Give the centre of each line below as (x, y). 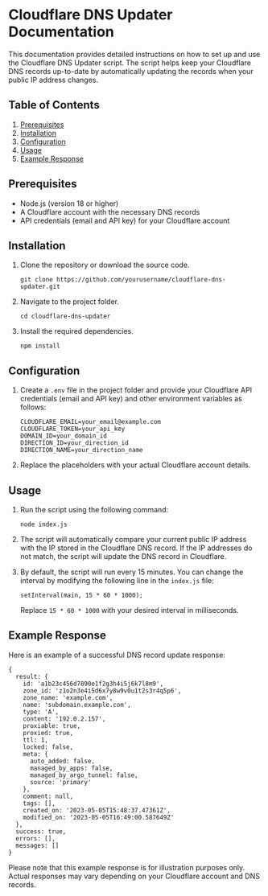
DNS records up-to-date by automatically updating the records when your (131, 71)
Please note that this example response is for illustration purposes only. (127, 867)
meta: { (35, 754)
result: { (32, 676)
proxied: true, (48, 733)
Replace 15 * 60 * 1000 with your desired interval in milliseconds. (129, 610)
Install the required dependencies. (77, 331)
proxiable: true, (52, 725)
